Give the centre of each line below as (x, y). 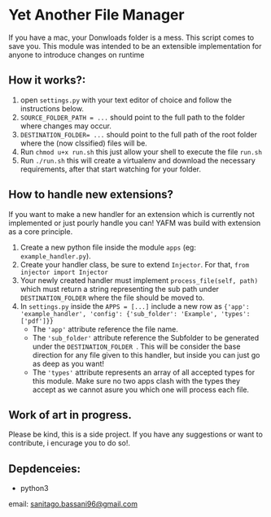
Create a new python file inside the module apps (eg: (108, 247)
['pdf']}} (37, 321)
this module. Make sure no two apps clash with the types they (136, 380)
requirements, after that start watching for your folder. (111, 169)
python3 (34, 489)
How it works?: (47, 80)
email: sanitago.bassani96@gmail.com (73, 504)
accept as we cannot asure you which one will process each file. (141, 389)
